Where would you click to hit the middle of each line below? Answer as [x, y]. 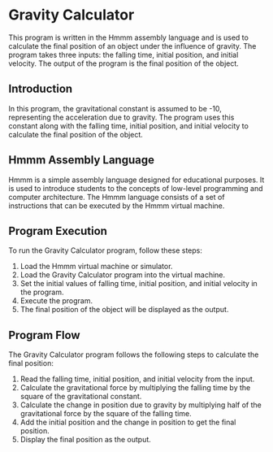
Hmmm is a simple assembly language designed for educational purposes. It [136, 180]
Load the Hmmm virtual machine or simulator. [96, 267]
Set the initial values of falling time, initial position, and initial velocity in [139, 284]
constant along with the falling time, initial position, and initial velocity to [129, 126]
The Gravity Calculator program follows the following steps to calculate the [134, 354]
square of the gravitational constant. [81, 397]
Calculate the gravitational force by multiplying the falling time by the [135, 388]
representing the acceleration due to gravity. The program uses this [121, 117]
